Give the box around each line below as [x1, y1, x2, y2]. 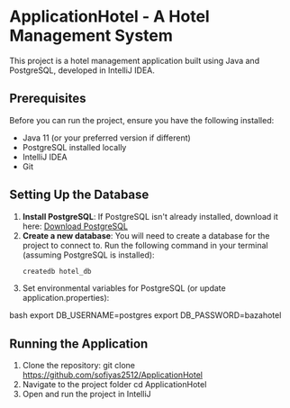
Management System [9, 25, 174, 46]
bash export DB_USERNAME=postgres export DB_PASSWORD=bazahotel [9, 310, 282, 321]
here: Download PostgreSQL [22, 221, 129, 231]
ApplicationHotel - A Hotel [9, 6, 210, 27]
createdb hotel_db [22, 267, 92, 276]
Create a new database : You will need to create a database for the [22, 230, 270, 240]
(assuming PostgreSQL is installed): [22, 249, 155, 260]
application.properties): [22, 293, 110, 304]
